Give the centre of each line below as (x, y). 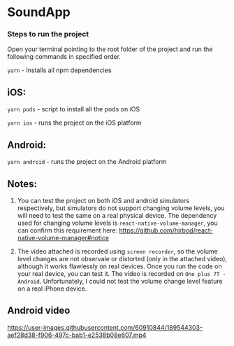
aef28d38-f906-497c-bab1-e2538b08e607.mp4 (77, 335)
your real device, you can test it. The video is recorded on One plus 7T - (122, 273)
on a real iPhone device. (52, 289)
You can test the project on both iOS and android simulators (103, 200)
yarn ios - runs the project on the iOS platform (74, 123)
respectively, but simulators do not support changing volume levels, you (121, 208)
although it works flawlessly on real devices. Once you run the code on (119, 266)
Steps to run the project (48, 34)
